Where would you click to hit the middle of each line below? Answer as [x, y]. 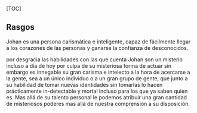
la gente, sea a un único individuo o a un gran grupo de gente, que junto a [97, 78]
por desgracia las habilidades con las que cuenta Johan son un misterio [95, 59]
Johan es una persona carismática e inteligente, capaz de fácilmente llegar [98, 42]
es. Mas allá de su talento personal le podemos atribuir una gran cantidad [96, 97]
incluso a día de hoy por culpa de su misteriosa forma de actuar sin [89, 65]
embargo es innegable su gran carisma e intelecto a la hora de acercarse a [98, 72]
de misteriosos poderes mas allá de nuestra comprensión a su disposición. [98, 103]
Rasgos [20, 27]
